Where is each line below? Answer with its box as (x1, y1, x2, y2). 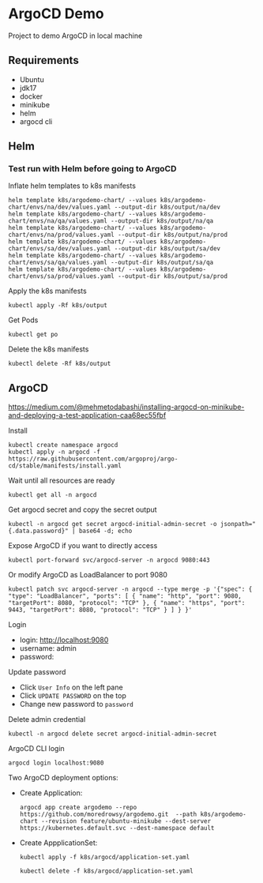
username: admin (19, 644, 77, 653)
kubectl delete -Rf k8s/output (8, 360, 111, 368)
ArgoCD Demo (8, 5, 104, 23)
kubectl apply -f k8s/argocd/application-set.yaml (19, 854, 190, 862)
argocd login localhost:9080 (8, 759, 104, 767)
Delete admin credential (8, 715, 86, 724)
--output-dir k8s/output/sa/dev (114, 245, 221, 253)
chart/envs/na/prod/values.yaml (8, 231, 115, 239)
